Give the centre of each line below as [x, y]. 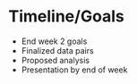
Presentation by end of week [74, 70]
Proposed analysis [56, 60]
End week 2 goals [54, 41]
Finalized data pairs [58, 50]
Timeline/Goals [66, 17]
